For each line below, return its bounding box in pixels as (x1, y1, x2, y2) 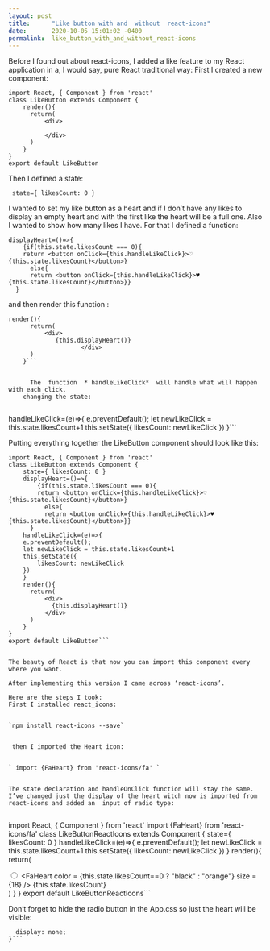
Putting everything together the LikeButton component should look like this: (8, 438, 260, 448)
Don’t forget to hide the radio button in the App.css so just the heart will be (8, 904, 256, 914)
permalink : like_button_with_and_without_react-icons (8, 34, 197, 43)
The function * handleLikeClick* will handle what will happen (29, 379, 258, 387)
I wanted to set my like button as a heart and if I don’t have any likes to (8, 203, 243, 214)
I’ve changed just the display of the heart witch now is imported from (8, 792, 258, 800)
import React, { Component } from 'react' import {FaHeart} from (8, 820, 220, 830)
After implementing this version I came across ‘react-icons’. (8, 679, 226, 687)
